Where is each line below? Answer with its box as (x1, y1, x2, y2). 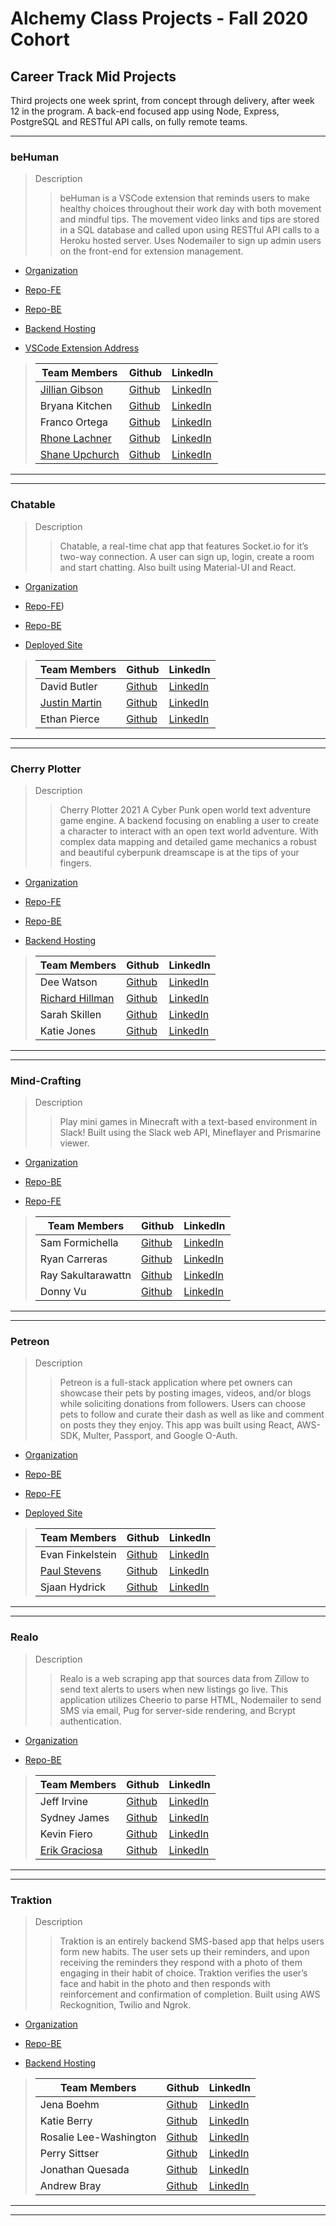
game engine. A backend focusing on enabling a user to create (59, 814, 320, 826)
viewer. (59, 1137, 90, 1149)
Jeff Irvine (39, 1794, 88, 1808)
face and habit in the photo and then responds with (59, 1978, 271, 1990)
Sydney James (39, 1810, 110, 1824)
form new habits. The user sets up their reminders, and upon (59, 1946, 310, 1958)
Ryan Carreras (39, 1252, 108, 1266)
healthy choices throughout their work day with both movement (59, 203, 322, 215)
